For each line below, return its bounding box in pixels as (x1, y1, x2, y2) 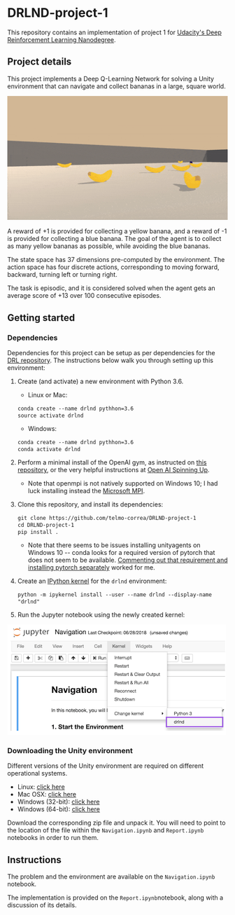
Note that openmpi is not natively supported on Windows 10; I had (27, 479, 218, 488)
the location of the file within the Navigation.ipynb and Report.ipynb (7, 826, 204, 834)
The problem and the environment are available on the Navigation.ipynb (7, 872, 215, 881)
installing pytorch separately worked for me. (27, 563, 155, 572)
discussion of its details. (7, 901, 77, 909)
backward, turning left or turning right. (7, 270, 117, 279)
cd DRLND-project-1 (17, 522, 75, 529)
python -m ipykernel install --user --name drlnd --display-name (17, 591, 212, 598)
